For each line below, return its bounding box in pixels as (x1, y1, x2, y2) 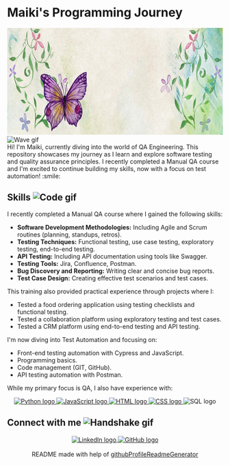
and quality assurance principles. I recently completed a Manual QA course (7, 157, 219, 165)
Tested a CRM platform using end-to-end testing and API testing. (16, 322, 201, 330)
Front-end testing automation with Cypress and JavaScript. (16, 349, 184, 357)
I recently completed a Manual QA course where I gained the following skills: (7, 210, 223, 218)
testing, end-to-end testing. (16, 245, 96, 253)
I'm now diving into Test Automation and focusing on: (7, 335, 157, 343)
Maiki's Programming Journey (7, 5, 183, 21)
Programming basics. (16, 356, 77, 364)
